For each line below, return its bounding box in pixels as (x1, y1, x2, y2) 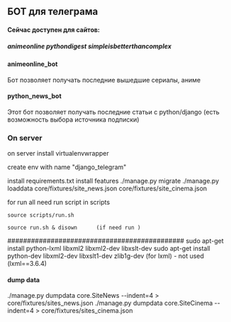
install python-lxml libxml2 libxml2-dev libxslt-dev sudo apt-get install (7, 245, 210, 253)
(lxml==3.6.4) (7, 259, 47, 268)
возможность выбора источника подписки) (7, 115, 140, 124)
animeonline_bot (7, 60, 58, 68)
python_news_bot (7, 92, 62, 100)
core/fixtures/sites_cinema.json (41, 306, 133, 315)
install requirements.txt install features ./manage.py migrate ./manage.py (7, 177, 220, 186)
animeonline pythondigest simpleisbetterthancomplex (7, 42, 172, 50)
